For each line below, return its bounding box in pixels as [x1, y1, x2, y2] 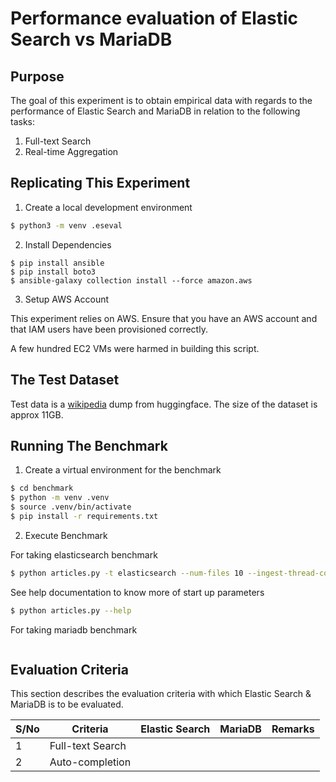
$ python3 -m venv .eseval [10, 220, 123, 231]
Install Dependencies [24, 238, 112, 251]
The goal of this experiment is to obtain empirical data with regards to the [10, 95, 313, 106]
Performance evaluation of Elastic [10, 7, 298, 30]
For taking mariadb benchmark [10, 623, 138, 636]
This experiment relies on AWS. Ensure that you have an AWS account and [10, 312, 318, 324]
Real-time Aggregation [24, 146, 119, 157]
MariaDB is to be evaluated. [10, 698, 124, 711]
